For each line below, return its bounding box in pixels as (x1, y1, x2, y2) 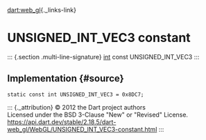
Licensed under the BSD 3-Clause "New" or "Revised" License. (7, 110, 189, 119)
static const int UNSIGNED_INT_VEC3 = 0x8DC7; (7, 91, 144, 98)
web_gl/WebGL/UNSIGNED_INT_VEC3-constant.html (7, 125, 157, 133)
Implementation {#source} (7, 72, 125, 85)
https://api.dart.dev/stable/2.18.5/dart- (7, 117, 117, 126)
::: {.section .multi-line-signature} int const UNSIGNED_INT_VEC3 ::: (7, 52, 200, 61)
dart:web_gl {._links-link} (7, 6, 76, 14)
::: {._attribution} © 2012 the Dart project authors (7, 103, 146, 111)
